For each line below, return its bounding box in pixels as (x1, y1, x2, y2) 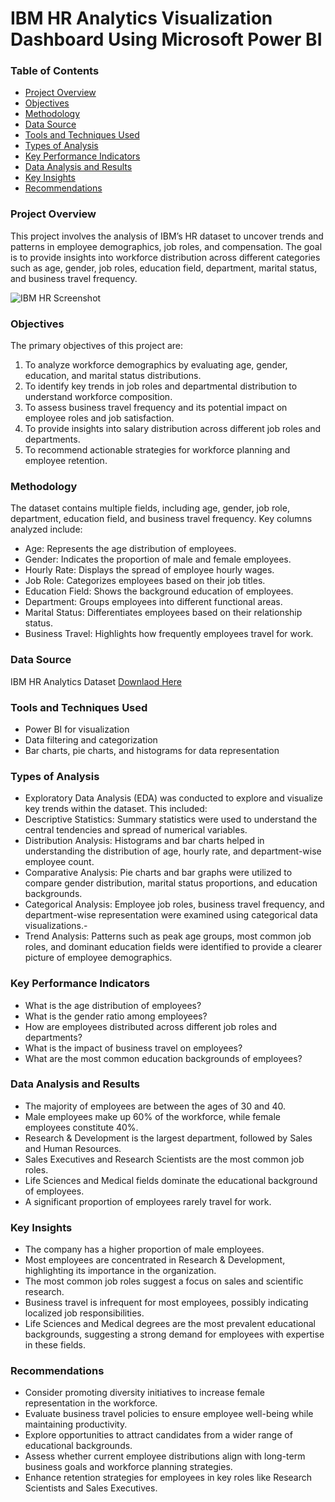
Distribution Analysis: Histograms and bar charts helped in (24, 835, 265, 847)
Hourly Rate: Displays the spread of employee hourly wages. (24, 564, 275, 576)
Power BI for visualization (24, 723, 130, 735)
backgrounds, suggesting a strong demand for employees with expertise (24, 1328, 325, 1341)
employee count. (24, 856, 95, 868)
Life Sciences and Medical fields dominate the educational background (24, 1174, 318, 1186)
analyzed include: (10, 523, 83, 536)
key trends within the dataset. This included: (24, 803, 208, 815)
